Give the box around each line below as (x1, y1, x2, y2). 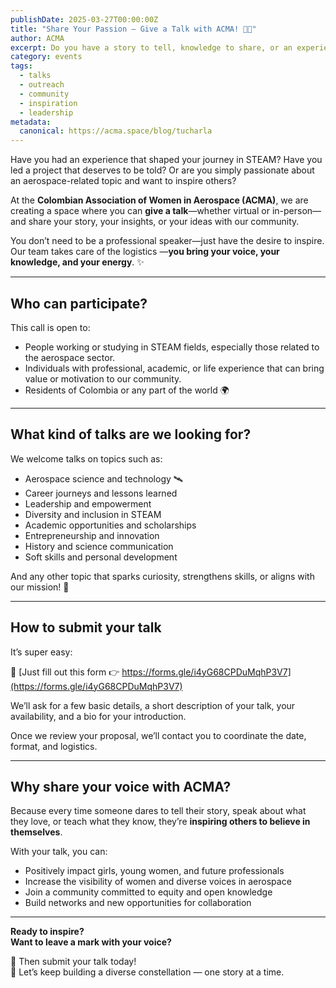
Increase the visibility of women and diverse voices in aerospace (24, 876, 292, 888)
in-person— (271, 205, 322, 217)
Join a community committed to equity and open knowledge (24, 886, 273, 898)
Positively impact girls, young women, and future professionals (24, 865, 285, 877)
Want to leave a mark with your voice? (10, 936, 172, 948)
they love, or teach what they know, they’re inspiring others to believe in (10, 816, 311, 828)
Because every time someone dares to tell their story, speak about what (10, 805, 307, 817)
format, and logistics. (10, 740, 98, 752)
